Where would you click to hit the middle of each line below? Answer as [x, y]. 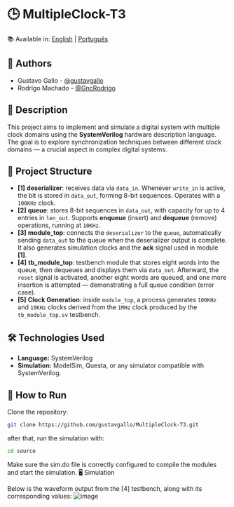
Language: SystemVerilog [55, 358]
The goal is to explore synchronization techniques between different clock [115, 142]
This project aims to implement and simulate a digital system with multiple [114, 127]
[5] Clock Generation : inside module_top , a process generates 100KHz [117, 300]
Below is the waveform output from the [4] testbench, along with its [105, 488]
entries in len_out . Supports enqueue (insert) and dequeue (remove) [117, 218]
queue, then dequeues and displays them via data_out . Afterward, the [118, 270]
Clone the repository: [38, 412]
